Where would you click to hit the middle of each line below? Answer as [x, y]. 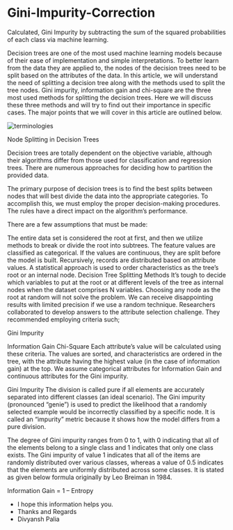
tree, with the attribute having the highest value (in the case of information [114, 361]
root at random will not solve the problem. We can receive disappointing [110, 297]
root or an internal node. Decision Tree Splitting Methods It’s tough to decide [116, 275]
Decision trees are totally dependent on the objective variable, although [110, 153]
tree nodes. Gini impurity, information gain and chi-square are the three [109, 90]
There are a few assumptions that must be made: [78, 224]
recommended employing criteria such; [64, 319]
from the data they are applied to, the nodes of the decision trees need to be [117, 68]
